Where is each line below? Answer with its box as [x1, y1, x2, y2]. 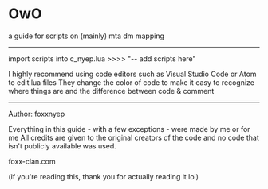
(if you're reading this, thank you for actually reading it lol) [8, 172, 199, 181]
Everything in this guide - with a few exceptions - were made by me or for [8, 124, 250, 133]
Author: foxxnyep [8, 109, 65, 118]
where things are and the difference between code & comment [8, 86, 215, 95]
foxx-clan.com [8, 156, 56, 166]
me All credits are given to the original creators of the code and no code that [8, 133, 259, 142]
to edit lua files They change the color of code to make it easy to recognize [8, 77, 255, 87]
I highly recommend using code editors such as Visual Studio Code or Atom [8, 69, 257, 79]
